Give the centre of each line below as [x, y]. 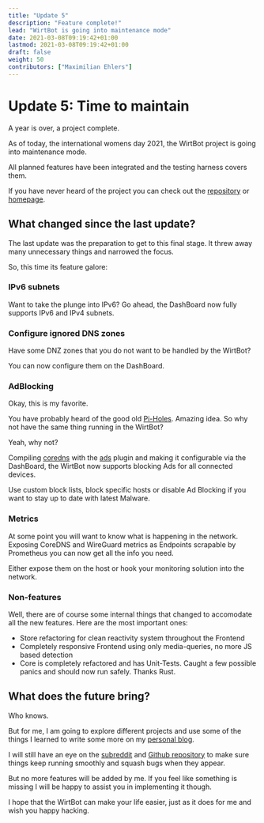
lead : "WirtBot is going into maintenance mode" [90, 30]
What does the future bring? [79, 697]
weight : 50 [26, 60]
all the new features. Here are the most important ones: [98, 622]
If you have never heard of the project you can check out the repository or [129, 191]
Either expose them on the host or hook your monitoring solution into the [126, 568]
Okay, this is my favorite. [48, 403]
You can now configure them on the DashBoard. [86, 366]
